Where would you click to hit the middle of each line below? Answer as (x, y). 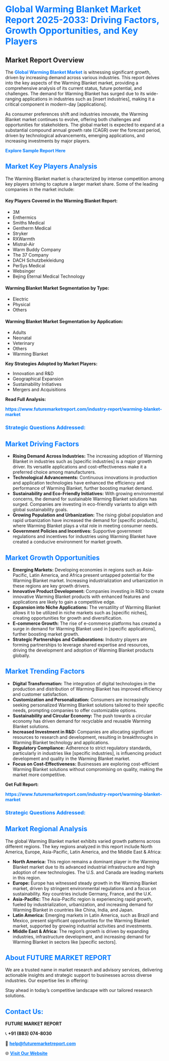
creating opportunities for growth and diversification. (67, 618)
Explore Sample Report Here (35, 151)
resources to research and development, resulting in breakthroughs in (85, 737)
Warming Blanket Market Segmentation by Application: (64, 321)
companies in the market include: (40, 189)
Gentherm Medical (32, 228)
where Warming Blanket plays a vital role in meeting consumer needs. (85, 526)
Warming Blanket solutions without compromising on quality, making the (88, 769)
